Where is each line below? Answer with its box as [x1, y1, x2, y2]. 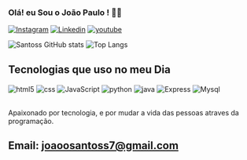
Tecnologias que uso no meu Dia [8, 63, 171, 76]
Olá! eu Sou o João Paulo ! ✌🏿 [8, 7, 122, 18]
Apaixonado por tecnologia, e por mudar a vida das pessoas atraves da [8, 107, 240, 117]
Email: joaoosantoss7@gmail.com [8, 139, 179, 152]
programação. [8, 116, 54, 125]
